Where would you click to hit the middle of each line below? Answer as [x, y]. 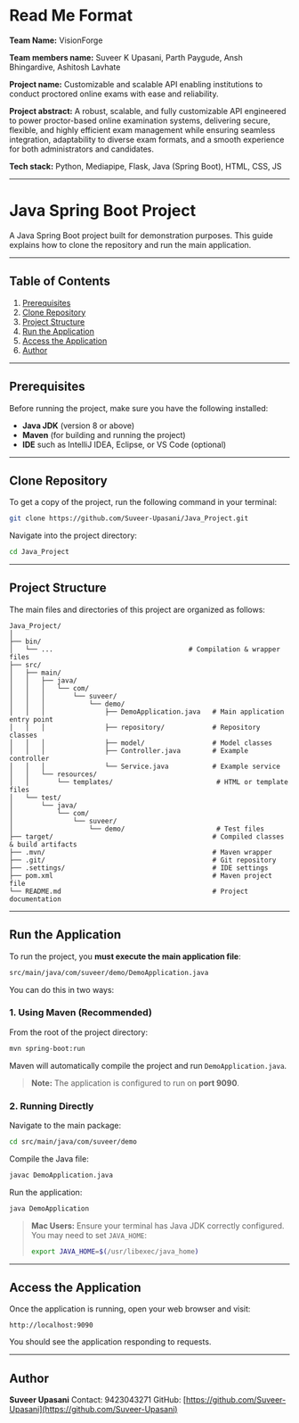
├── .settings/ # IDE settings [139, 868]
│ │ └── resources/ [53, 774]
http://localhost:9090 [51, 1326]
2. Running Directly [52, 1105]
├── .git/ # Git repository [143, 860]
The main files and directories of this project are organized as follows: [137, 609]
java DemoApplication [49, 1208]
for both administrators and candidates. [81, 149]
